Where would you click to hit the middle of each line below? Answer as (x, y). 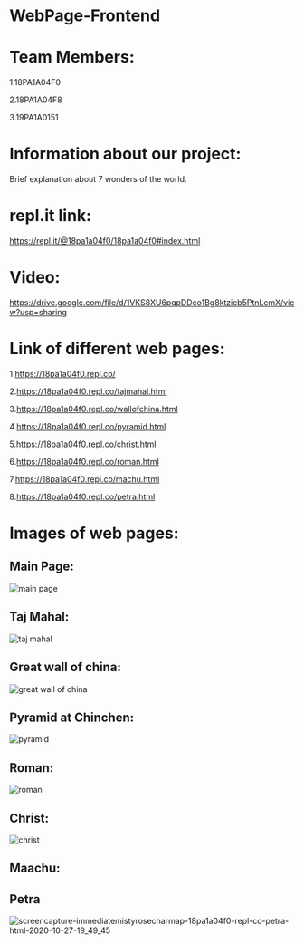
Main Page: (42, 567)
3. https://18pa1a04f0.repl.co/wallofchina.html (94, 409)
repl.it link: (51, 216)
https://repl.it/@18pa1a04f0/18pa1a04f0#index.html (105, 241)
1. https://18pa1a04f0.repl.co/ (62, 373)
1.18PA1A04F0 (35, 82)
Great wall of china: (66, 667)
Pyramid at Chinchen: (72, 717)
